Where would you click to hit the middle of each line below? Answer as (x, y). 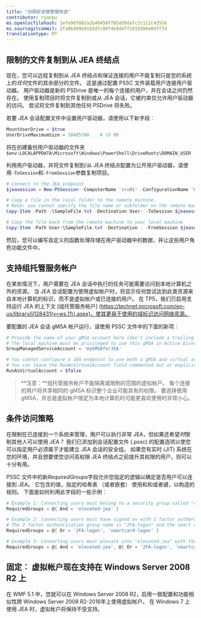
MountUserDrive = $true (36, 129)
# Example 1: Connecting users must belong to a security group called (97, 503)
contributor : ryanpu (32, 17)
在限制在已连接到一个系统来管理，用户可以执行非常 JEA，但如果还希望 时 (96, 434)
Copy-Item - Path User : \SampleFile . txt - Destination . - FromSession (92, 228)
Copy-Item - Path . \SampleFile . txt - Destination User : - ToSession (89, 211)
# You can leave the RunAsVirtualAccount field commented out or (89, 365)
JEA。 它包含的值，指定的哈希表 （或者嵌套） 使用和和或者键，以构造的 (106, 484)
